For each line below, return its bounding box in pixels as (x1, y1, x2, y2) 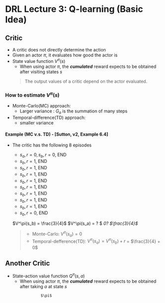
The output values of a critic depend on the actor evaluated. (24, 78, 148, 84)
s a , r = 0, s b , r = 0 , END (19, 152, 67, 159)
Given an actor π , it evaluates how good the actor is (12, 52, 118, 58)
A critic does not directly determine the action (12, 47, 107, 52)
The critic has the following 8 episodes (12, 142, 92, 148)
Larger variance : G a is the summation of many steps (19, 108, 128, 115)
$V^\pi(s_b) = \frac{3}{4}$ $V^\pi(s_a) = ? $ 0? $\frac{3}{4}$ (12, 220, 138, 226)
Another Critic (5, 259, 51, 267)
